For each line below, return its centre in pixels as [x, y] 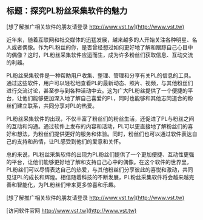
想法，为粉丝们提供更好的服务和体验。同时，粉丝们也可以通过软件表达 [104, 134]
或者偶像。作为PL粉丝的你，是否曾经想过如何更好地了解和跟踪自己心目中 [102, 47]
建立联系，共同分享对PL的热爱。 [57, 106]
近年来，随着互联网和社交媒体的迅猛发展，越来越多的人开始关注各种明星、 [99, 40]
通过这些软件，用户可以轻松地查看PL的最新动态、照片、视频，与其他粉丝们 [100, 83]
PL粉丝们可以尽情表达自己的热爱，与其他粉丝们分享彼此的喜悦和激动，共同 [100, 170]
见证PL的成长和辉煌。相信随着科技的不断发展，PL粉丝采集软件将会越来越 [98, 177]
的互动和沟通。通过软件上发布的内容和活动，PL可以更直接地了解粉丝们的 [97, 126]
